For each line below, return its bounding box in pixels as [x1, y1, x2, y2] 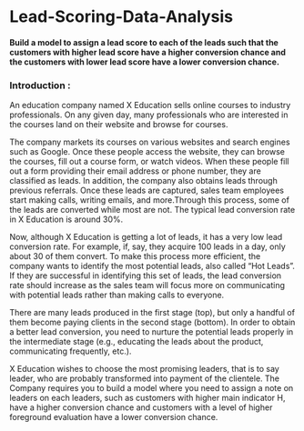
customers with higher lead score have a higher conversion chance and [9, 46, 287, 57]
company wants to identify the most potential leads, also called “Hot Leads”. [9, 261, 296, 272]
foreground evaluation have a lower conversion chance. [9, 412, 218, 423]
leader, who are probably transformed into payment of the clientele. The [9, 373, 280, 384]
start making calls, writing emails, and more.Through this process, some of [9, 195, 289, 205]
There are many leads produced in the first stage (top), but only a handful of [9, 307, 296, 318]
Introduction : [9, 79, 71, 92]
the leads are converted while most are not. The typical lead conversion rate [9, 205, 296, 215]
